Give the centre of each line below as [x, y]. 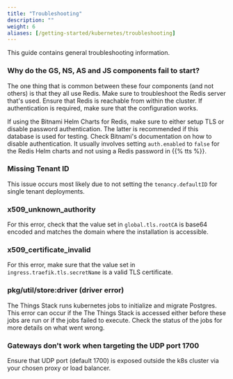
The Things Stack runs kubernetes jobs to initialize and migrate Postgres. [112, 305]
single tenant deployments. [46, 191]
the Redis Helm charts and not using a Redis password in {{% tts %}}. [107, 151]
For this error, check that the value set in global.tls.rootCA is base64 [107, 225]
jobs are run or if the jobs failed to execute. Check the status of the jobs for [115, 320]
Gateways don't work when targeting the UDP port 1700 [103, 346]
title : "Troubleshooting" [45, 14]
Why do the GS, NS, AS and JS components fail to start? [104, 71]
